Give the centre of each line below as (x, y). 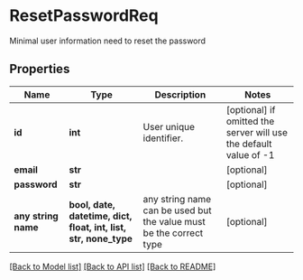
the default (249, 144)
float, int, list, (97, 227)
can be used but (177, 210)
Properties (40, 69)
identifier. (163, 138)
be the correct (173, 233)
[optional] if (251, 109)
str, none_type (101, 238)
